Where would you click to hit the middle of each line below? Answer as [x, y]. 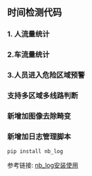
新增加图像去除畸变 [39, 116]
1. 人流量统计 [28, 34]
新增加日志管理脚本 [39, 136]
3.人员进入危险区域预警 [46, 75]
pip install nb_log [35, 152]
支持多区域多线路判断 [43, 96]
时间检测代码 [35, 13]
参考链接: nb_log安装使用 [43, 166]
